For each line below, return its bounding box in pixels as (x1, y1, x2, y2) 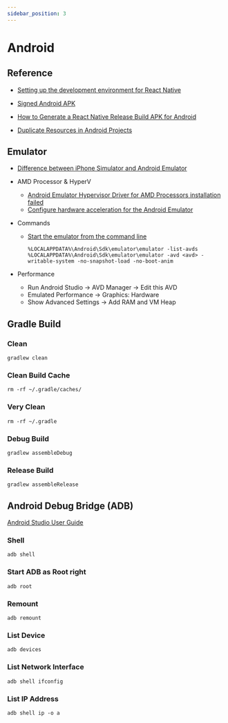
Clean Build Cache (7, 370, 70, 380)
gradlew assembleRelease (7, 481, 79, 488)
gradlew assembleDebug (7, 450, 73, 457)
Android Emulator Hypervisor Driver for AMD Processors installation (27, 191, 221, 199)
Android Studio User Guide (7, 518, 84, 527)
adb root (7, 583, 32, 590)
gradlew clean (7, 355, 48, 361)
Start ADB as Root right (7, 567, 86, 577)
